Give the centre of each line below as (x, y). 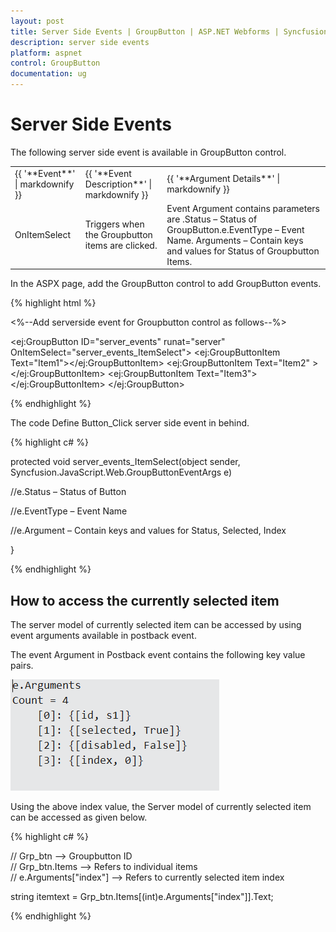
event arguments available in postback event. (103, 636)
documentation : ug (48, 74)
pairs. (22, 666)
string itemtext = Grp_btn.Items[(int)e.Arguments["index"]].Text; (142, 897)
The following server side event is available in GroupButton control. (148, 152)
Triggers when (114, 224)
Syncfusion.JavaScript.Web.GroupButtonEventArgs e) (121, 472)
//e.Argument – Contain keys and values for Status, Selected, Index (148, 531)
